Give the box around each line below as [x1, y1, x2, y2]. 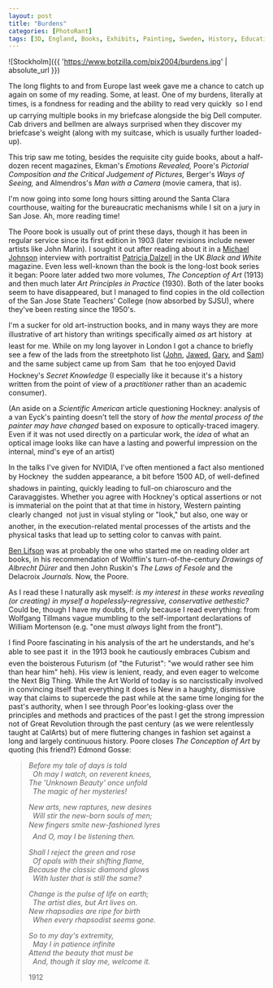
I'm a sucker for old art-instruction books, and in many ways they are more [8, 320, 258, 330]
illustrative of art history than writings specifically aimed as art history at [8, 330, 253, 340]
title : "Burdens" [8, 19, 67, 28]
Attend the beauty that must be [28, 948, 134, 958]
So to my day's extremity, [28, 931, 115, 941]
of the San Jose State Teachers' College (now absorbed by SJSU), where [8, 296, 254, 305]
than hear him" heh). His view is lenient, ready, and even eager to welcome [8, 667, 260, 677]
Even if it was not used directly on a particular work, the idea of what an [8, 430, 249, 440]
